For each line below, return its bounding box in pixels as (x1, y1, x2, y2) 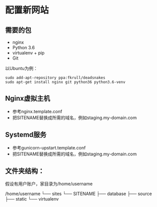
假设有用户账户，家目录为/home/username (5, 181, 93, 187)
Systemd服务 (5, 131, 47, 139)
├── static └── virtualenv (5, 196, 59, 202)
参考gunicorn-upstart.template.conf (12, 144, 86, 150)
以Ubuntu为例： (5, 66, 38, 71)
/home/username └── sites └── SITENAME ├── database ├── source (5, 191, 153, 197)
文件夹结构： (5, 167, 45, 175)
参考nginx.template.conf (12, 108, 63, 114)
